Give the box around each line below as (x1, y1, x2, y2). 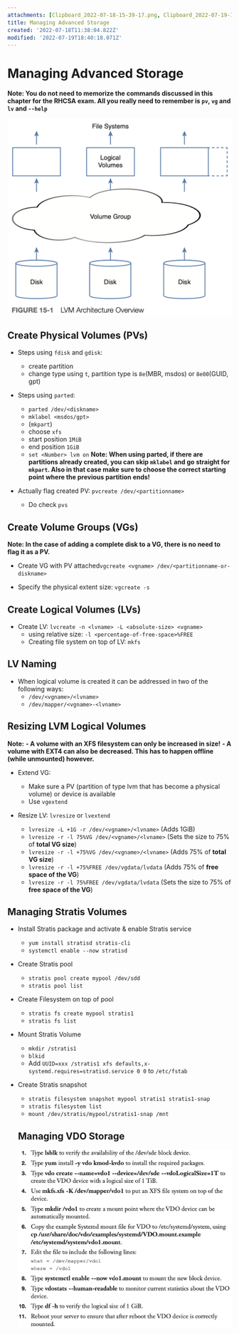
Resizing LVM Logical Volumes (7, 720, 147, 733)
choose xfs (28, 427, 62, 436)
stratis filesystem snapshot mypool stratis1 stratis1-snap (28, 1095, 211, 1103)
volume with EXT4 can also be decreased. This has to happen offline (7, 746, 214, 755)
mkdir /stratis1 (28, 1046, 77, 1053)
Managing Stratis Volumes (7, 905, 127, 918)
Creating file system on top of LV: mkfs (28, 637, 141, 646)
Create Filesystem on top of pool (17, 995, 114, 1004)
